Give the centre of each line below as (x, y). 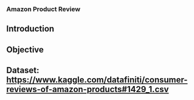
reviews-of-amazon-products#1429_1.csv (88, 89)
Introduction (30, 29)
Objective (25, 50)
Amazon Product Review (43, 9)
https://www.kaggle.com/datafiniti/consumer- (97, 80)
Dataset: (23, 70)
